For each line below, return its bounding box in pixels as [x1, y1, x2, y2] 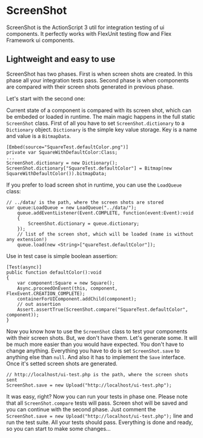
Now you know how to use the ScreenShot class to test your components [6, 328, 188, 335]
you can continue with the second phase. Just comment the [6, 405, 156, 413]
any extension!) [6, 236, 47, 242]
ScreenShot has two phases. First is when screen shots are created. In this [6, 70, 193, 78]
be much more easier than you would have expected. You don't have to [6, 340, 184, 348]
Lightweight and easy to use [6, 54, 116, 64]
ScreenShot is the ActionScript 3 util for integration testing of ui [6, 24, 165, 31]
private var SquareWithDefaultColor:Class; [6, 149, 118, 155]
